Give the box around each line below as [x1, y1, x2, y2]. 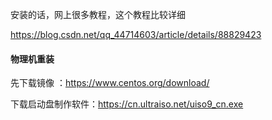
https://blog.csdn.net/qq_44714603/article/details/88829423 [10, 29, 262, 40]
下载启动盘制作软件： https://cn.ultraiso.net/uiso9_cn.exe [10, 98, 244, 110]
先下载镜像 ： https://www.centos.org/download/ [10, 77, 210, 89]
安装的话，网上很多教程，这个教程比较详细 [10, 9, 186, 20]
